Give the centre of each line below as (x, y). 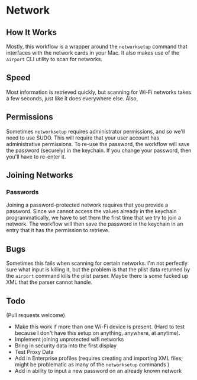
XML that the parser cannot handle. (49, 282)
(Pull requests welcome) (35, 315)
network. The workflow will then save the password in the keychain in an (95, 224)
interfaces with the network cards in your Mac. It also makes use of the (93, 53)
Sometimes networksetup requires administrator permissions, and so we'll (96, 131)
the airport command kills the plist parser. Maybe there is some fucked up (97, 276)
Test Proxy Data (34, 351)
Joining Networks (40, 175)
